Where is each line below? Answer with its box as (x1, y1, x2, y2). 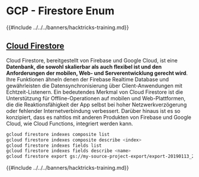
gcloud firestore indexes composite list (6, 131, 110, 137)
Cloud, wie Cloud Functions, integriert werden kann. (6, 120, 133, 127)
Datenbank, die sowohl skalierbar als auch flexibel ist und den (6, 63, 162, 70)
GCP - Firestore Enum (6, 4, 114, 18)
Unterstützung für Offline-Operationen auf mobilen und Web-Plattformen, (6, 94, 185, 102)
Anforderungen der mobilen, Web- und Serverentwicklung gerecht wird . (6, 69, 188, 77)
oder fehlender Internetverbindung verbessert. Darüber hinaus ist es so (6, 107, 181, 114)
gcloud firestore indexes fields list (6, 143, 102, 148)
